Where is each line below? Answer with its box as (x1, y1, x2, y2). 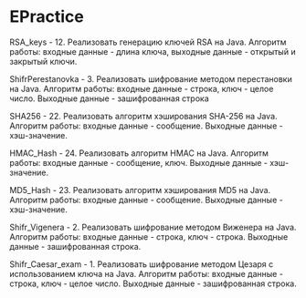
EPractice (9, 6, 84, 27)
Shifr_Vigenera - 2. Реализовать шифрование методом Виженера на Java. (9, 221, 297, 232)
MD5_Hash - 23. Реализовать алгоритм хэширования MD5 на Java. (9, 184, 271, 195)
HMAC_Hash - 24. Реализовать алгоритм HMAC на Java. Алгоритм (9, 148, 269, 159)
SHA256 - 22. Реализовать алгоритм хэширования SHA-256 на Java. (9, 110, 278, 121)
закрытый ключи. (9, 56, 78, 67)
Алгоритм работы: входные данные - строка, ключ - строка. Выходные (9, 231, 289, 242)
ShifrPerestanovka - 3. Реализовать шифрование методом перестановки (9, 73, 292, 84)
